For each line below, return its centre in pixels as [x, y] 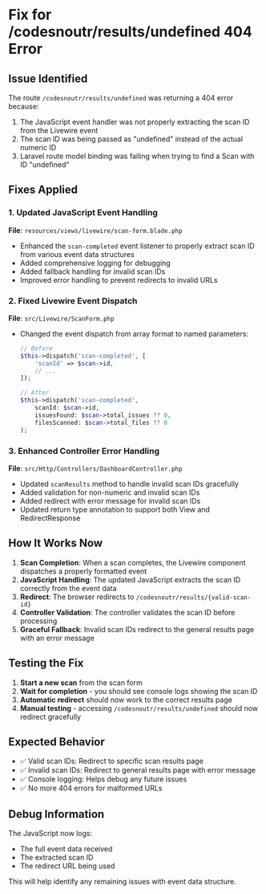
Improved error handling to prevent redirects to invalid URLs [119, 280]
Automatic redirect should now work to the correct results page [126, 700]
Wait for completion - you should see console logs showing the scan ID [139, 691]
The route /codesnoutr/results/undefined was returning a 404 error [121, 98]
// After [34, 393]
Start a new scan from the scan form [81, 682]
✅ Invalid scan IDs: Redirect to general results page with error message [138, 770]
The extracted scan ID [56, 858]
